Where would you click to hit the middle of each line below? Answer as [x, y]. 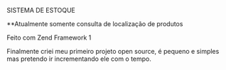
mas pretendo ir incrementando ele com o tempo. [79, 59]
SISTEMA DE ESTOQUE [41, 10]
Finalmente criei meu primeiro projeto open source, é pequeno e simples [113, 51]
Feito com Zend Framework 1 [49, 37]
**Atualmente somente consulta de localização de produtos [95, 24]
